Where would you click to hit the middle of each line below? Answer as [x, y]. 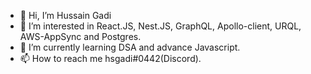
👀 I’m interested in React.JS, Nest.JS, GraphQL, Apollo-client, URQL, [160, 26]
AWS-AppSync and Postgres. [80, 36]
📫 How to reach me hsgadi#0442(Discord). [110, 58]
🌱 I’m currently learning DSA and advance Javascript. [130, 47]
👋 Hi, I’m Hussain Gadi [65, 15]
